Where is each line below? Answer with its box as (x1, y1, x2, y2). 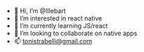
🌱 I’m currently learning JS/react (13, 22, 108, 30)
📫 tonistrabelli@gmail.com (13, 37, 93, 45)
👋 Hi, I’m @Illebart (13, 7, 66, 15)
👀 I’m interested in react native (13, 14, 103, 22)
